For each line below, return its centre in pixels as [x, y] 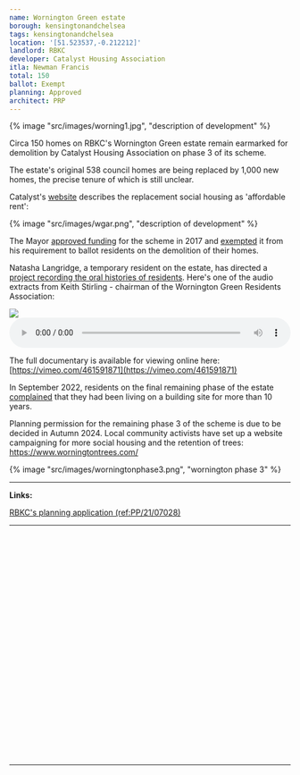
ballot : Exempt [37, 84]
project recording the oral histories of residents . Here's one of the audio [142, 277]
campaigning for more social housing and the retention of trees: [126, 442]
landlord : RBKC [37, 51]
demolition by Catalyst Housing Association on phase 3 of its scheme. [138, 153]
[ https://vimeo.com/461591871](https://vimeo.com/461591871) [123, 370]
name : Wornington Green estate [67, 17]
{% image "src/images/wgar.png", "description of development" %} [134, 223]
